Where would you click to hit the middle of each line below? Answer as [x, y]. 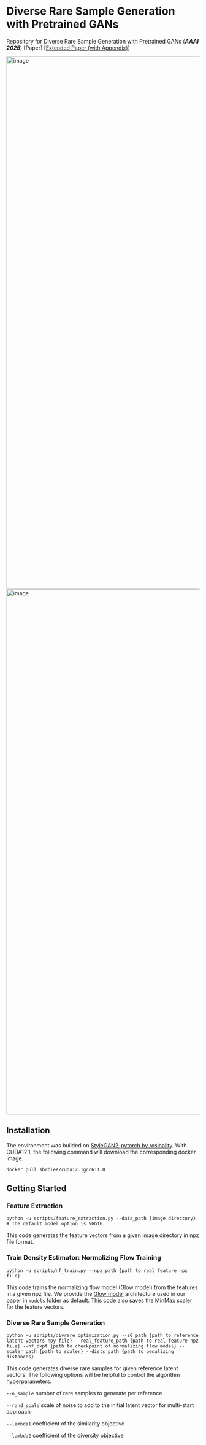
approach [18, 1412]
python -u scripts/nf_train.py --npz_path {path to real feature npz [97, 1270]
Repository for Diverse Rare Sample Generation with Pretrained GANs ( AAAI [103, 41]
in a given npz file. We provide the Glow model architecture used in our [96, 1293]
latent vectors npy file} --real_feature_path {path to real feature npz [103, 1341]
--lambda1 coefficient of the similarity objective [66, 1424]
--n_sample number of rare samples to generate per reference [84, 1393]
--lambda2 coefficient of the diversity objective [65, 1435]
